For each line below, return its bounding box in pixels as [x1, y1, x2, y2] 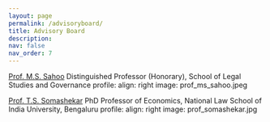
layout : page [8, 11, 53, 20]
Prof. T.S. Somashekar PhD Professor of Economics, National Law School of [8, 96, 262, 105]
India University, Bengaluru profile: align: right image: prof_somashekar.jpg [8, 104, 258, 114]
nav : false [8, 42, 45, 50]
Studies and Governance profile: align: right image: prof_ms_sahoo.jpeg [8, 80, 248, 90]
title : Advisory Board [8, 27, 85, 35]
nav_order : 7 [8, 49, 53, 57]
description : [8, 34, 53, 43]
